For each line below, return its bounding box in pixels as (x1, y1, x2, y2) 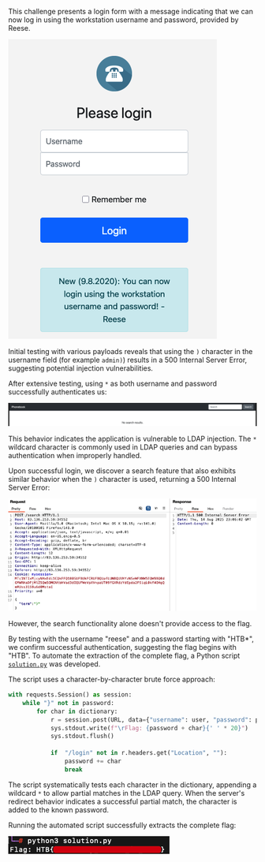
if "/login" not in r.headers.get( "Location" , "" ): (50, 749, 227, 757)
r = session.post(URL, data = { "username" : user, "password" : (50, 715, 252, 724)
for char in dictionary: (36, 707, 118, 715)
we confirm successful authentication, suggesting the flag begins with (8, 643, 237, 652)
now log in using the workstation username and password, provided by (8, 15, 239, 24)
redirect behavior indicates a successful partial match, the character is (8, 797, 238, 806)
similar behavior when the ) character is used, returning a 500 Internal (8, 475, 237, 484)
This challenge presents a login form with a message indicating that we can (8, 7, 254, 16)
